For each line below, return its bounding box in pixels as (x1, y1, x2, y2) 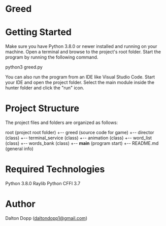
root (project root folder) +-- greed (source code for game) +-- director (5, 130, 154, 136)
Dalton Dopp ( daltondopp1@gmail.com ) (5, 215, 88, 221)
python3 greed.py (5, 64, 43, 70)
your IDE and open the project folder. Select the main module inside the (5, 80, 155, 86)
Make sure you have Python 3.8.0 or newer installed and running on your (5, 43, 157, 49)
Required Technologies (5, 164, 105, 175)
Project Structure (5, 103, 80, 114)
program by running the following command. (5, 54, 98, 60)
